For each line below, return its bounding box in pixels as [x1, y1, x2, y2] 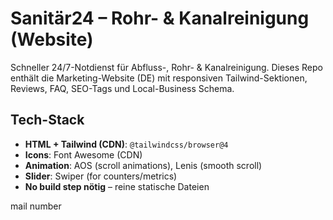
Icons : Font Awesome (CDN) [24, 148, 143, 161]
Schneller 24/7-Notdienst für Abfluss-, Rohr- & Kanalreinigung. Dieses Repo [10, 61, 323, 73]
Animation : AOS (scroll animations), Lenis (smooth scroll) [24, 159, 263, 171]
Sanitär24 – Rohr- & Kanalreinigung [10, 7, 310, 30]
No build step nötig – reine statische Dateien [24, 180, 210, 192]
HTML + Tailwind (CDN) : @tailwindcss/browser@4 [24, 138, 229, 150]
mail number [10, 200, 62, 212]
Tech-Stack [10, 112, 85, 129]
